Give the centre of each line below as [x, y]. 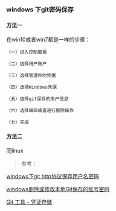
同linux [15, 151]
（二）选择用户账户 [27, 64]
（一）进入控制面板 [27, 52]
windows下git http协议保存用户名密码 [53, 177]
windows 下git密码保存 [40, 9]
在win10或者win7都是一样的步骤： [48, 40]
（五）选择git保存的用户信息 [37, 99]
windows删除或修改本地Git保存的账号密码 [58, 189]
